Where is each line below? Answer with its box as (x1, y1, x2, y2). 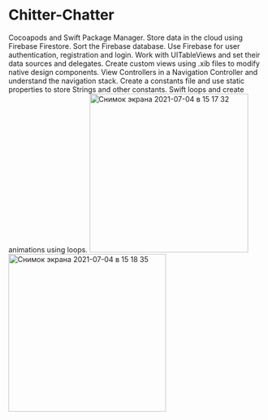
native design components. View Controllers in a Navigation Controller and (8, 67, 258, 77)
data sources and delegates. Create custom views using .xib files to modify (8, 59, 260, 68)
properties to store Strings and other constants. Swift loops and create (8, 84, 244, 94)
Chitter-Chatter (8, 6, 115, 24)
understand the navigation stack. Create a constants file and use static (8, 76, 245, 85)
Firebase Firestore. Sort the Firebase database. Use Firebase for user (8, 41, 240, 50)
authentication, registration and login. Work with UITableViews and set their (8, 50, 261, 59)
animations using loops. (8, 244, 88, 254)
